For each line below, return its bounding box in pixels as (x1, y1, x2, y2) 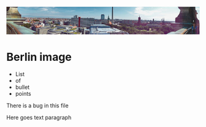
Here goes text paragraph (6, 114, 72, 121)
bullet (15, 83, 30, 91)
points (15, 90, 32, 97)
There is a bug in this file (6, 102, 69, 109)
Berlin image (6, 50, 72, 64)
